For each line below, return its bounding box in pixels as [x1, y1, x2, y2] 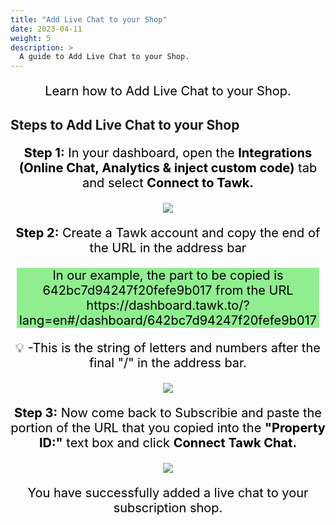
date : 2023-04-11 [10, 24, 83, 34]
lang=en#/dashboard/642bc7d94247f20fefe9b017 [19, 312, 317, 328]
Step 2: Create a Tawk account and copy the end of [15, 224, 321, 241]
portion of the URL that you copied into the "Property [10, 419, 326, 436]
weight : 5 [10, 33, 52, 43]
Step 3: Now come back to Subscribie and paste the [14, 404, 322, 421]
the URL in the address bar [89, 239, 247, 256]
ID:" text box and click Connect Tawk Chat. [38, 434, 298, 451]
